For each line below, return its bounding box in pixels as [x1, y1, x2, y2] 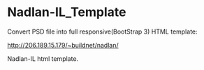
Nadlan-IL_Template [7, 4, 126, 20]
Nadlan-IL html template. [7, 54, 79, 63]
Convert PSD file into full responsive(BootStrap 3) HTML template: [7, 27, 198, 36]
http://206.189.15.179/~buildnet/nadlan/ [7, 41, 119, 49]
